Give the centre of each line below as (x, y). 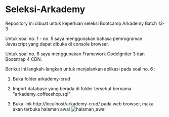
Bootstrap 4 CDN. (24, 59)
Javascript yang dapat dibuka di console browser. (57, 44)
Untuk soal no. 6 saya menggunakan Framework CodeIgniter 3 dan (75, 54)
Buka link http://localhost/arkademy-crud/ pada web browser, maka (83, 104)
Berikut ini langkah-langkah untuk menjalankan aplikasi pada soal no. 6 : (80, 69)
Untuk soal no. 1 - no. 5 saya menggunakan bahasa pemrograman (74, 38)
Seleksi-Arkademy (45, 9)
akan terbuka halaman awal (41, 109)
